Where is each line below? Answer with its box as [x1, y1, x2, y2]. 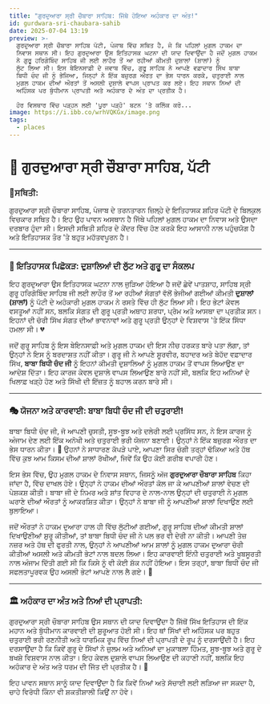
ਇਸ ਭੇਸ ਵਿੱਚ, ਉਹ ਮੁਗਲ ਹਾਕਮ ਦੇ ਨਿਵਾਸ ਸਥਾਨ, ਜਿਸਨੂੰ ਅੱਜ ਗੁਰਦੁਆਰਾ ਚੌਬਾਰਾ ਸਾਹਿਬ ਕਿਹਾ [9, 469, 252, 479]
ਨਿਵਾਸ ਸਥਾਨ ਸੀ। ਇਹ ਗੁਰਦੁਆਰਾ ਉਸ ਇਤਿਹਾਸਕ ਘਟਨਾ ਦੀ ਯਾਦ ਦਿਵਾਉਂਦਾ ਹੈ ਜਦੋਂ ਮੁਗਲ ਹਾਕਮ [16, 49, 258, 57]
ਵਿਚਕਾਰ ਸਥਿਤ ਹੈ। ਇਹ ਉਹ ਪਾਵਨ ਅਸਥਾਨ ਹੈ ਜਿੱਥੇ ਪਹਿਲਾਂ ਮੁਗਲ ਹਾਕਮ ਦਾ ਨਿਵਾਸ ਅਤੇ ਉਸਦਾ [9, 215, 258, 224]
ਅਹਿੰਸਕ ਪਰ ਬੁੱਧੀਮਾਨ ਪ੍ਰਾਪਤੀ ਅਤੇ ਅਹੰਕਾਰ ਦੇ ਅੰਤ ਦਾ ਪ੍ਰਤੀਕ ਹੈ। [16, 86, 187, 95]
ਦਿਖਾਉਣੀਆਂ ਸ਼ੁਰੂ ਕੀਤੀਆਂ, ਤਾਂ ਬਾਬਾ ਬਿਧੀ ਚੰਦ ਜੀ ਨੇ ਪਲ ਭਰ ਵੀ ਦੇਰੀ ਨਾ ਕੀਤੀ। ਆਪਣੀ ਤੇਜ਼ [9, 530, 247, 540]
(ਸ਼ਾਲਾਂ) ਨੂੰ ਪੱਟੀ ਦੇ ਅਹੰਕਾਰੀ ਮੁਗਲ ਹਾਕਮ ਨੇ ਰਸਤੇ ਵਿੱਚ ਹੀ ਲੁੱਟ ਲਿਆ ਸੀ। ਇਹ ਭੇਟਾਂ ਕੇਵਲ [9, 297, 240, 306]
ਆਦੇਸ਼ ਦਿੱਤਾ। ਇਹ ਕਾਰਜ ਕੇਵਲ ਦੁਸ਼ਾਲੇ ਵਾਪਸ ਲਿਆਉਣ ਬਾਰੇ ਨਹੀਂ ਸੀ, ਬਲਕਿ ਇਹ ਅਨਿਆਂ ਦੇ [9, 367, 251, 377]
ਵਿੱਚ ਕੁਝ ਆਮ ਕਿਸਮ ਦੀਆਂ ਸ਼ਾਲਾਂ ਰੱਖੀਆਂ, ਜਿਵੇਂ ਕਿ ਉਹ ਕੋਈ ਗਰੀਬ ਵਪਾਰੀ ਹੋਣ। [9, 453, 219, 463]
